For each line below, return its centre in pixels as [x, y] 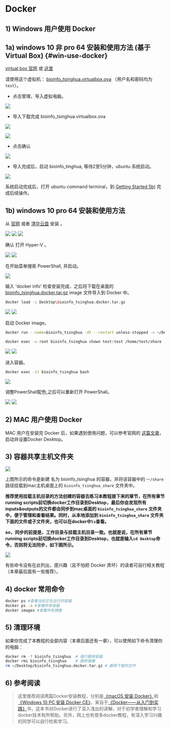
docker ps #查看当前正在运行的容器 [38, 601]
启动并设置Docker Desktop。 [35, 439]
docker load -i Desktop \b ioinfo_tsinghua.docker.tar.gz [65, 302]
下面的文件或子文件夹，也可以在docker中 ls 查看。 [57, 522]
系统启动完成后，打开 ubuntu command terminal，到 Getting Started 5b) [80, 187]
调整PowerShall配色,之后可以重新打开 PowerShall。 [59, 392]
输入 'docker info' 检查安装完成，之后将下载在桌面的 [59, 286]
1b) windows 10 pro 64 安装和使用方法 [65, 210]
